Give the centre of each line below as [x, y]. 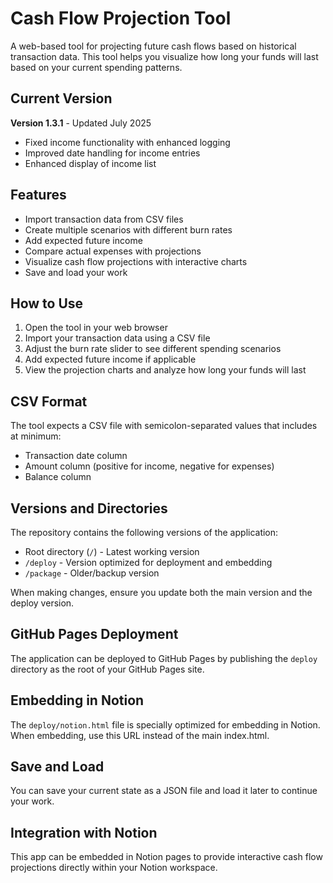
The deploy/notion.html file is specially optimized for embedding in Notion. [165, 724]
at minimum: [36, 436]
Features [38, 195]
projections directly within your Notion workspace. [114, 868]
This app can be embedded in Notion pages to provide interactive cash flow [166, 857]
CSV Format [49, 401]
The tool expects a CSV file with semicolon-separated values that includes [164, 426]
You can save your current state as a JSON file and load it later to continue [164, 791]
